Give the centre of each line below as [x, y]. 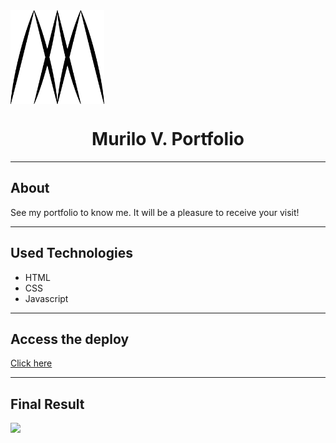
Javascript [46, 298]
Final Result [47, 404]
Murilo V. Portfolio [168, 139]
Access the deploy [70, 339]
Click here [31, 363]
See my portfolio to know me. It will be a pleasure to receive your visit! [155, 212]
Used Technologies [71, 253]
